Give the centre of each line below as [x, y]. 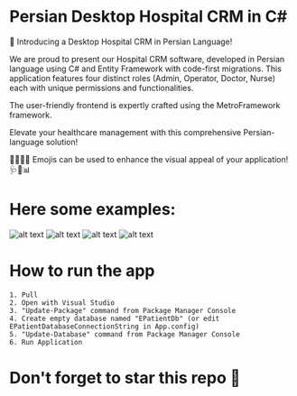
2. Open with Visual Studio [62, 303]
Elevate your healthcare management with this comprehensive [125, 132]
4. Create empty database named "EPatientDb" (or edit [115, 318]
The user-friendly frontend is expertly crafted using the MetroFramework [145, 105]
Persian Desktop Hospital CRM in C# [148, 17]
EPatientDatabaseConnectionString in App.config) [105, 327]
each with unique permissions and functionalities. [102, 87]
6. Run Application [46, 342]
